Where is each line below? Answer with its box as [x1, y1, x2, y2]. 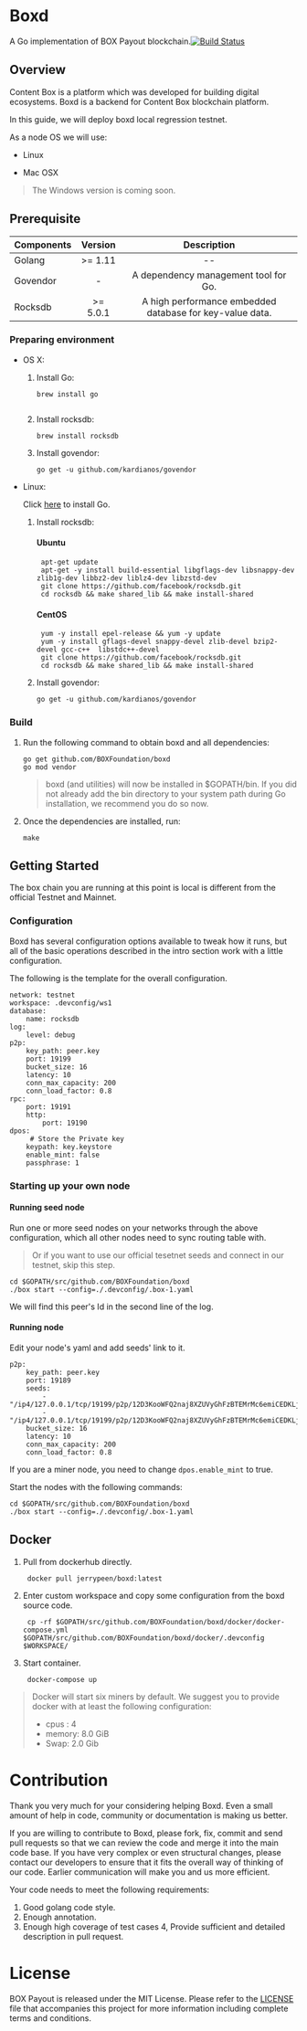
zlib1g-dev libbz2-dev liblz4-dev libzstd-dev [36, 574, 217, 583]
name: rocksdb [26, 1014, 79, 1023]
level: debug [26, 1030, 76, 1040]
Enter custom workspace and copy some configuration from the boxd [22, 1590, 285, 1601]
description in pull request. [22, 1931, 124, 1941]
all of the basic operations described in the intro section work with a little [9, 945, 283, 956]
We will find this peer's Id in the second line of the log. [9, 1301, 214, 1312]
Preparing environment [9, 333, 115, 346]
